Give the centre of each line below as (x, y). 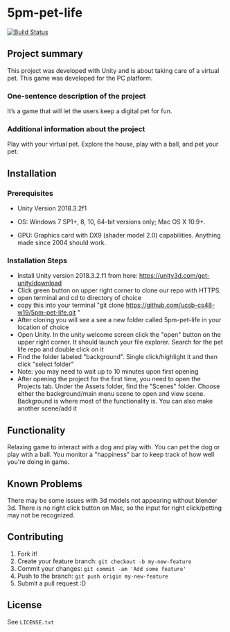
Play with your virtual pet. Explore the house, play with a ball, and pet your (113, 144)
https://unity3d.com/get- (174, 276)
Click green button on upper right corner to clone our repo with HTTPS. (119, 290)
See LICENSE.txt (30, 622)
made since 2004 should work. (61, 243)
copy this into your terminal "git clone (71, 305)
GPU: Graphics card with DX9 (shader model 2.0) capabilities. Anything (119, 235)
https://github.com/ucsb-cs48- (170, 305)
